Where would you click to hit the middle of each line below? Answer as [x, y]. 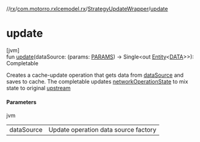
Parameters [21, 102]
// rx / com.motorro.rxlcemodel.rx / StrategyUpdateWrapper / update [87, 9]
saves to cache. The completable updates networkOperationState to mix [97, 81]
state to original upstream [39, 88]
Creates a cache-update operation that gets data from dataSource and [95, 75]
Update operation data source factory [102, 130]
